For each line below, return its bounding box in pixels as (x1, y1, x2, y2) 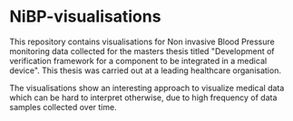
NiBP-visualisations (9, 6, 161, 27)
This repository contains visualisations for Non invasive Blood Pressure (9, 36, 275, 47)
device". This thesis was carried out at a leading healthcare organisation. (9, 65, 281, 76)
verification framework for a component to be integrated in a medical (9, 55, 268, 66)
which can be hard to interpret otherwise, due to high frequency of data (9, 92, 278, 103)
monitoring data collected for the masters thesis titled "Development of (9, 45, 275, 56)
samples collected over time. (9, 101, 117, 112)
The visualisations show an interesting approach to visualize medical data (9, 82, 285, 93)
